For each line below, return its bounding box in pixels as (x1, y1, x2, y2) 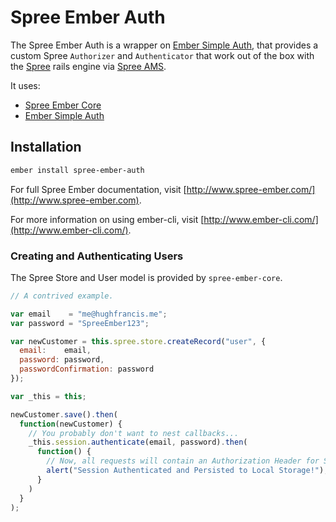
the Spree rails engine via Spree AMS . (10, 60, 167, 72)
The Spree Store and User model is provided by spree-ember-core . (10, 271, 283, 283)
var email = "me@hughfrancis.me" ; (10, 309, 168, 319)
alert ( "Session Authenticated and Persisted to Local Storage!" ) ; (46, 466, 329, 476)
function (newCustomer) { (19, 419, 123, 429)
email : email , (19, 346, 92, 356)
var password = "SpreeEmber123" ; (10, 318, 150, 328)
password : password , (19, 355, 105, 365)
